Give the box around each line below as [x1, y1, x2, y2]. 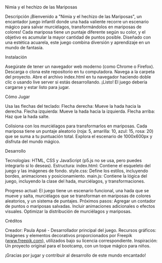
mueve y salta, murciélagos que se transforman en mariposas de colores [5, 193, 151, 199]
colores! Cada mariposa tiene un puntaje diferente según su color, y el [5, 29, 146, 35]
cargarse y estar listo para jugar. [5, 84, 70, 90]
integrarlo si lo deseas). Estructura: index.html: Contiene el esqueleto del [5, 163, 151, 168]
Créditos [5, 218, 22, 223]
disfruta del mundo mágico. [5, 139, 60, 144]
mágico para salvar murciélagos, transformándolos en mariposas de [5, 24, 142, 30]
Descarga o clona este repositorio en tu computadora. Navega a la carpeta [5, 69, 155, 75]
